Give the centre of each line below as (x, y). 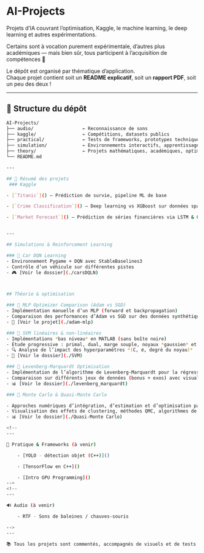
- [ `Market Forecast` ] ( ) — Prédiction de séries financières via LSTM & (100, 217)
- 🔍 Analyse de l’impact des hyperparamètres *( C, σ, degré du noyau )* (100, 350)
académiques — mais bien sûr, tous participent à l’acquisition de (87, 52)
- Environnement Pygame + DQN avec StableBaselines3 (74, 261)
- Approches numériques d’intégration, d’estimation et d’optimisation (99, 406)
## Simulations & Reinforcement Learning (59, 245)
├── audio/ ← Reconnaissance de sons (77, 128)
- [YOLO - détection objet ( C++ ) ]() (64, 455)
